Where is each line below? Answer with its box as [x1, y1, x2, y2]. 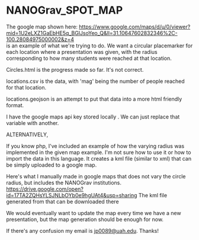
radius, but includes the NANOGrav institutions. [6, 179, 122, 186]
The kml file [138, 191, 168, 199]
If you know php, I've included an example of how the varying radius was [6, 142, 185, 149]
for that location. [6, 84, 47, 91]
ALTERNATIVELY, [6, 131, 49, 138]
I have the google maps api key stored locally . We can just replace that [6, 113, 180, 120]
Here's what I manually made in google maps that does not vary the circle [6, 172, 186, 180]
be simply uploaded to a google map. [6, 161, 97, 168]
